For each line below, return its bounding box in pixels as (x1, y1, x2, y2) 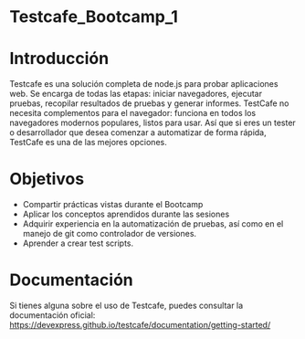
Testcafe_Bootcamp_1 (9, 6, 178, 27)
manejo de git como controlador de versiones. (22, 228, 197, 239)
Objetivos (9, 169, 85, 189)
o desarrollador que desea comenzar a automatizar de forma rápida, (9, 127, 267, 138)
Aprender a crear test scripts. (22, 238, 134, 249)
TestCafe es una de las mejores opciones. (9, 137, 167, 148)
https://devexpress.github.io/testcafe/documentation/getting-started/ (9, 320, 271, 330)
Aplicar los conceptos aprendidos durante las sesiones (22, 208, 230, 220)
